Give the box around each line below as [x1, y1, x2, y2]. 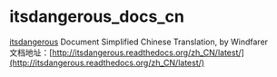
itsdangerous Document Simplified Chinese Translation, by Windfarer [9, 36, 269, 47]
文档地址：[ [9, 47, 53, 58]
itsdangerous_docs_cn [9, 6, 184, 27]
